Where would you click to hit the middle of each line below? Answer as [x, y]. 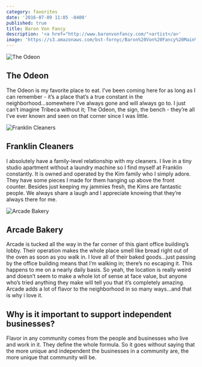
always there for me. [32, 199]
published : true [26, 23]
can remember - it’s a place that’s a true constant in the [75, 96]
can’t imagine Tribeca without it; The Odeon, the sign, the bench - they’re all [101, 109]
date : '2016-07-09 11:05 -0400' [47, 17]
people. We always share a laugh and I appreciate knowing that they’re [94, 193]
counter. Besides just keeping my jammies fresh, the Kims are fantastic [94, 187]
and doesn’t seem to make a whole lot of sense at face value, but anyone [97, 276]
